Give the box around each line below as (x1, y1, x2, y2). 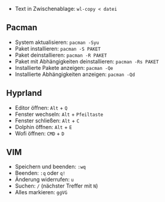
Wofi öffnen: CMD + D (14, 130, 65, 137)
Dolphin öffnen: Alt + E (14, 123, 72, 130)
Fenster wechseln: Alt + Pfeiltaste (14, 110, 104, 118)
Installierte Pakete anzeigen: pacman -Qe (14, 64, 113, 71)
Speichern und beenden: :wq (14, 163, 86, 171)
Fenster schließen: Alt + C (14, 117, 80, 124)
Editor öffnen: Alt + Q (14, 104, 68, 111)
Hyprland (6, 88, 42, 98)
